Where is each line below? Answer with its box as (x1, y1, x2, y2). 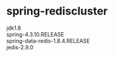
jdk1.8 (6, 24, 21, 32)
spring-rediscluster (6, 4, 108, 18)
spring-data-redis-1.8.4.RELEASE (6, 37, 90, 44)
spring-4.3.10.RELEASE (6, 30, 64, 38)
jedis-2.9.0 (6, 44, 34, 51)
